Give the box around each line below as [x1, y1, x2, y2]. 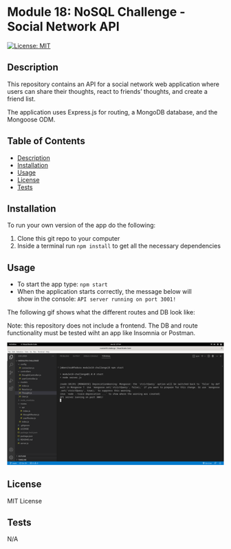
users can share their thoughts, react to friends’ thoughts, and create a [7, 87, 208, 95]
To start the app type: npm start [16, 280, 108, 288]
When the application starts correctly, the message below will [16, 288, 192, 296]
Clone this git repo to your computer [16, 234, 120, 243]
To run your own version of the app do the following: [7, 221, 156, 230]
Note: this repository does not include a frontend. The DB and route [7, 321, 198, 330]
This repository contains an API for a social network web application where [7, 80, 220, 88]
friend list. [7, 94, 36, 103]
